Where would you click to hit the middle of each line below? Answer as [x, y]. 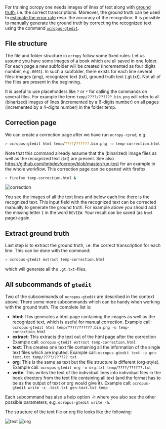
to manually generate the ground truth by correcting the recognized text [78, 23]
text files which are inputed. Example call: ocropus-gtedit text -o [80, 352]
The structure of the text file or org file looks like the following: [69, 412]
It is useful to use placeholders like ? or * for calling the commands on [76, 91]
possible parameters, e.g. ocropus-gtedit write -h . [58, 402]
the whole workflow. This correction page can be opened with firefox [75, 169]
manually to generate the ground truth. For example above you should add [81, 208]
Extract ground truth [37, 234]
